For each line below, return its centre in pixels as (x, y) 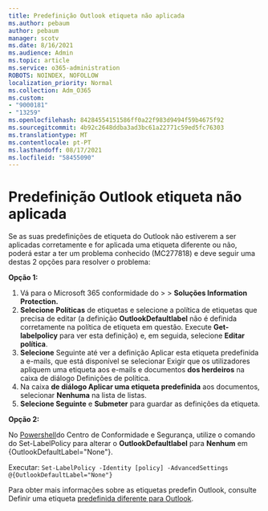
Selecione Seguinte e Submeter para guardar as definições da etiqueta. (140, 404)
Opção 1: (23, 278)
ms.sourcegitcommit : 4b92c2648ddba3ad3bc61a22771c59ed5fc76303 (116, 128)
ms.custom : (26, 98)
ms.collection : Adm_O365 (50, 90)
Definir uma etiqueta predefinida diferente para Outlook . (101, 499)
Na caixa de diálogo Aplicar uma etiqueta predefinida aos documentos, (140, 387)
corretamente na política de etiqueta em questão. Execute (116, 327)
